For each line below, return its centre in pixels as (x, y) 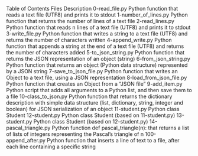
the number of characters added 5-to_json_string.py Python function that (95, 52)
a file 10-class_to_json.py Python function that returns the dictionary (89, 96)
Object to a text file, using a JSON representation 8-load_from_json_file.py (97, 77)
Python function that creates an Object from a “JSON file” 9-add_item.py (94, 84)
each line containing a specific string (51, 147)
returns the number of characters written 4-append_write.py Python (89, 40)
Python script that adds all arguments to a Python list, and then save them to (99, 90)
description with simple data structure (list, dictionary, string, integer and (95, 103)
